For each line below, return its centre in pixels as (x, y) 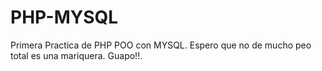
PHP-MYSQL (64, 17)
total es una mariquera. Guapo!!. (76, 55)
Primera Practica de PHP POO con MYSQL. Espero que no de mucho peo (161, 45)
